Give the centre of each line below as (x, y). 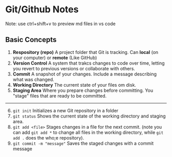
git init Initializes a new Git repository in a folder (66, 110)
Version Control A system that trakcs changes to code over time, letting (89, 63)
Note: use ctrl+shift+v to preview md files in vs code (61, 24)
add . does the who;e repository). (48, 138)
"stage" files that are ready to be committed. (60, 95)
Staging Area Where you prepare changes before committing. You (83, 90)
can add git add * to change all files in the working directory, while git (88, 132)
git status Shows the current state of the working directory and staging (89, 116)
